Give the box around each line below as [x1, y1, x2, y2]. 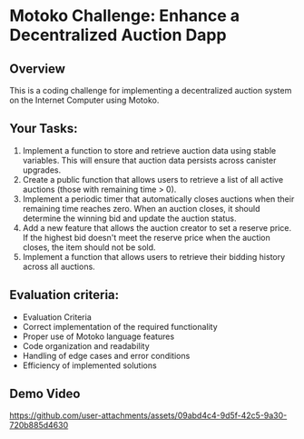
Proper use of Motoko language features [22, 331, 175, 342]
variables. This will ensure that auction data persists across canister [22, 155, 277, 165]
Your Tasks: [9, 121, 78, 136]
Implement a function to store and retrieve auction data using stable [22, 145, 277, 155]
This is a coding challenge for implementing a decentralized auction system [9, 85, 292, 95]
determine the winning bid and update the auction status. [22, 213, 237, 224]
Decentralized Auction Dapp [9, 25, 227, 45]
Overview [9, 61, 66, 76]
